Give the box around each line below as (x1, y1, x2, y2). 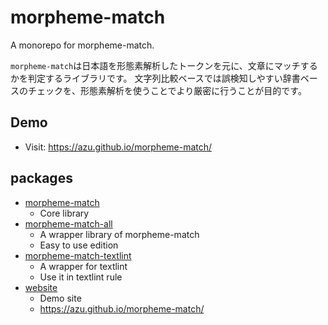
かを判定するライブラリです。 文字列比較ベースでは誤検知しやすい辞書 (10, 72, 301, 84)
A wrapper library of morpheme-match (39, 228, 200, 240)
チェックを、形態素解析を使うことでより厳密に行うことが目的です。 (27, 84, 307, 96)
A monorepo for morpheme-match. (10, 39, 155, 51)
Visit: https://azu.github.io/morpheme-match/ (24, 141, 213, 153)
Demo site (39, 292, 82, 304)
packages (10, 170, 73, 187)
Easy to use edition (39, 239, 119, 251)
